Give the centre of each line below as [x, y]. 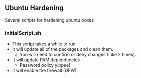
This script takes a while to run [44, 44]
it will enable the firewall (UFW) [44, 71]
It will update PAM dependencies [46, 60]
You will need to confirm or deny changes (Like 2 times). [78, 55]
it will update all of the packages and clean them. [63, 49]
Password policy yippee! [45, 65]
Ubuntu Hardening [34, 8]
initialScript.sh [23, 33]
